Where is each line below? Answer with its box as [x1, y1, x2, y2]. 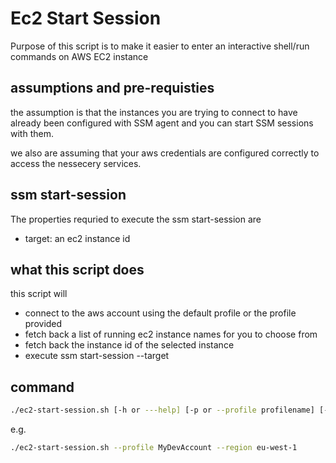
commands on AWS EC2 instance [10, 50, 149, 62]
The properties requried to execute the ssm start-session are [10, 213, 262, 225]
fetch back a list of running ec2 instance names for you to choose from [24, 328, 318, 341]
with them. [10, 127, 54, 139]
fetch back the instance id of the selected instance [24, 339, 235, 351]
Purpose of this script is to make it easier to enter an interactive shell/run [10, 40, 310, 52]
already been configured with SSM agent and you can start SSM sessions [10, 117, 314, 129]
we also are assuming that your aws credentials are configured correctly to [10, 147, 320, 159]
